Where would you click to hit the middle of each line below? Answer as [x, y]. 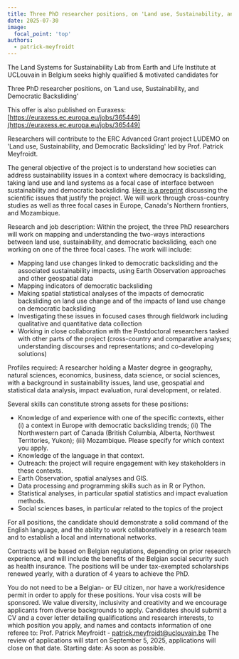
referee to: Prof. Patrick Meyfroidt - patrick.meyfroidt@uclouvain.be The [113, 633]
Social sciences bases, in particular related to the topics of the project [120, 508]
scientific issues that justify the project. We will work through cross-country [118, 198]
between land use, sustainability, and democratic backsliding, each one [112, 242]
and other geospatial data [55, 278]
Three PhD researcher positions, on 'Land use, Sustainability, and [103, 89]
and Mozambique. [34, 213]
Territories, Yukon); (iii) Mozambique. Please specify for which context [121, 440]
